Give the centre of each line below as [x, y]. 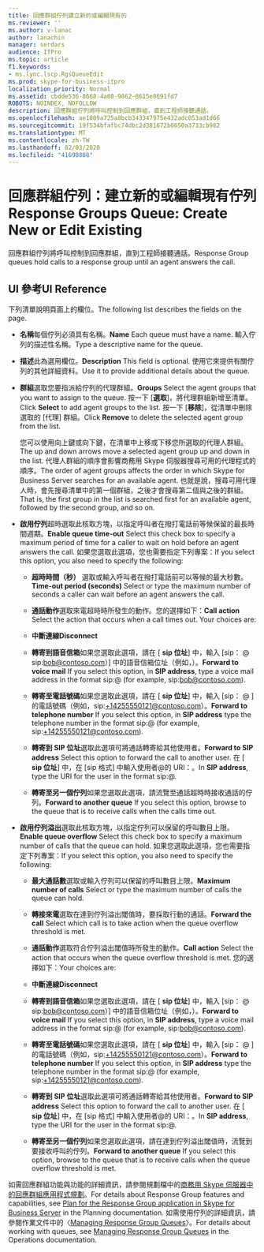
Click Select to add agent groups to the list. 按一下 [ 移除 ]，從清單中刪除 [136, 407]
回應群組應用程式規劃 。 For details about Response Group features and [130, 1194]
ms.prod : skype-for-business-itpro [67, 81]
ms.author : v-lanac [40, 30]
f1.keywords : [30, 67]
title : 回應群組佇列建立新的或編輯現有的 [68, 15]
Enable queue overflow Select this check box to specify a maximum [131, 836]
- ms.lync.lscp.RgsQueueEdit [56, 74]
